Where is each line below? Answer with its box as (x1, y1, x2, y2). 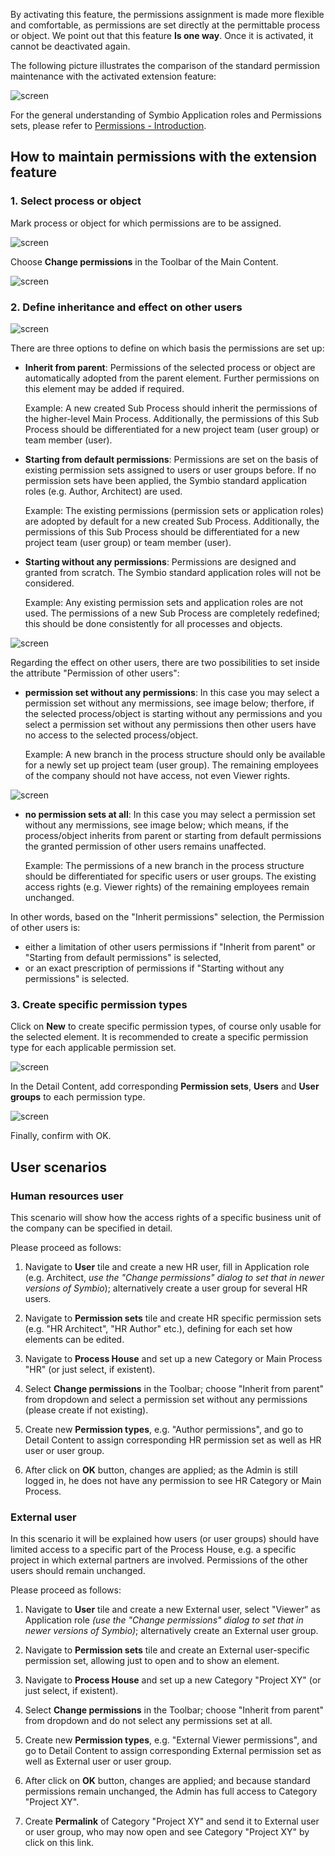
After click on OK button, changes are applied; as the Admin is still (24, 1464, 298, 1476)
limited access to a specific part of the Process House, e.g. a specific (10, 1544, 297, 1556)
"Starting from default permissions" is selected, (24, 951, 222, 963)
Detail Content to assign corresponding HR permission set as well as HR (24, 1434, 322, 1446)
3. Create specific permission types (10, 997, 188, 1011)
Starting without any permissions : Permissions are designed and (24, 555, 297, 568)
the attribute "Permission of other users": (10, 667, 180, 679)
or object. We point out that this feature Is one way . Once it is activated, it (10, 30, 314, 41)
